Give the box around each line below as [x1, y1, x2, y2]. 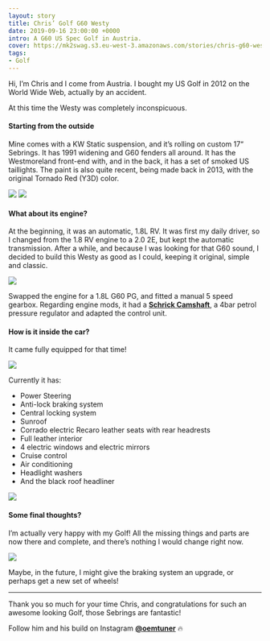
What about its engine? [8, 209, 88, 218]
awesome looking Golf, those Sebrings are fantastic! [8, 607, 182, 617]
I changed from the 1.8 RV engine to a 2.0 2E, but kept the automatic [8, 235, 235, 245]
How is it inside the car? [8, 327, 90, 337]
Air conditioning [19, 460, 73, 469]
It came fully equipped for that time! [8, 345, 127, 354]
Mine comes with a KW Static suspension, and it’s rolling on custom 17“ [8, 139, 244, 149]
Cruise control [19, 451, 67, 461]
